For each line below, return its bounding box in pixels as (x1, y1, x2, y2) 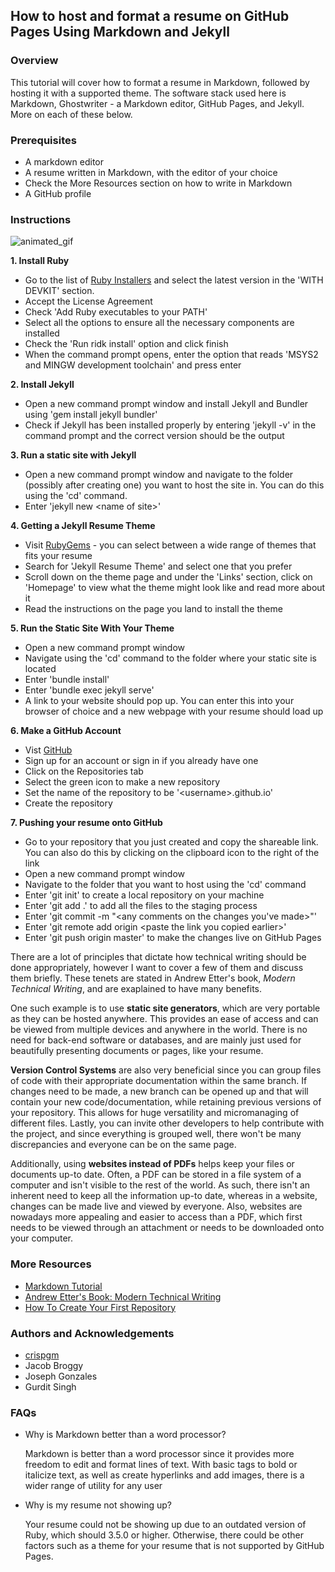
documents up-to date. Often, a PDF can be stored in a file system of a (10, 1169, 302, 1181)
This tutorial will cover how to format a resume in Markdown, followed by (10, 76, 310, 88)
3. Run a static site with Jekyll (10, 449, 137, 461)
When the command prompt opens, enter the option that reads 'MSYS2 (24, 349, 319, 361)
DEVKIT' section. (24, 285, 95, 297)
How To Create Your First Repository (24, 1301, 177, 1313)
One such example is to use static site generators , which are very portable (10, 1002, 321, 1014)
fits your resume (24, 550, 93, 562)
